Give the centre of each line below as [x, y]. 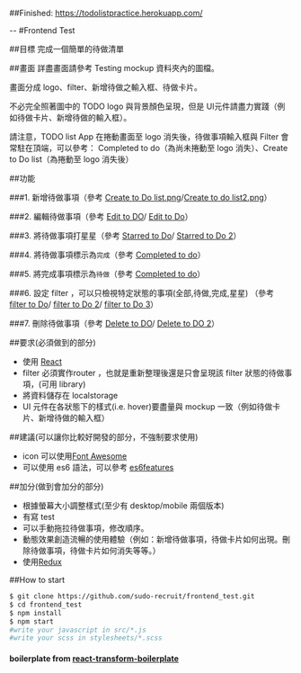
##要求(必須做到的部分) [53, 342]
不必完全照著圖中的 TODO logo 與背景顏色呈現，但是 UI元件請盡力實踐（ [143, 106]
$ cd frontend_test [46, 605]
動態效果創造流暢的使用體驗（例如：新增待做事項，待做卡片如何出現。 [152, 539]
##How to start [37, 580]
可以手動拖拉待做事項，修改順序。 [85, 528]
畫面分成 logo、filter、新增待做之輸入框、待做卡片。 [106, 87]
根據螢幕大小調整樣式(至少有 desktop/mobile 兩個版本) [123, 506]
